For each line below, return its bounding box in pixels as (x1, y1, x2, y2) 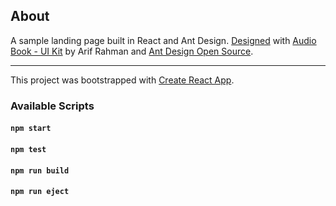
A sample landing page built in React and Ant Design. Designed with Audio (10, 34, 317, 46)
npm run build (10, 165, 70, 176)
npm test (10, 144, 47, 154)
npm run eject (10, 187, 70, 197)
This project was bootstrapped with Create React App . (10, 74, 235, 86)
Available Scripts (10, 99, 95, 113)
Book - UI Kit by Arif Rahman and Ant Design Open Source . (10, 45, 254, 57)
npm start (10, 124, 52, 134)
